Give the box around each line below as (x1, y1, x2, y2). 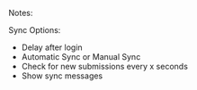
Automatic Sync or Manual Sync (21, 52, 141, 61)
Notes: (8, 8, 33, 18)
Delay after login (21, 42, 83, 53)
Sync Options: (8, 25, 61, 35)
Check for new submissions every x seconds (21, 61, 188, 71)
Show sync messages (21, 70, 103, 81)
